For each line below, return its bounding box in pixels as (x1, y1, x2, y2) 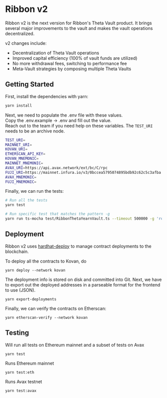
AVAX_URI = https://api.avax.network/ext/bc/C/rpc (5, 165, 108, 170)
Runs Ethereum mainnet (5, 360, 54, 366)
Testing (5, 329, 29, 337)
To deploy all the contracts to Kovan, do (5, 258, 87, 264)
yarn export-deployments (5, 296, 57, 302)
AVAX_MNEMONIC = (5, 174, 37, 180)
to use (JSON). (5, 287, 36, 293)
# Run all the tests (5, 198, 48, 203)
